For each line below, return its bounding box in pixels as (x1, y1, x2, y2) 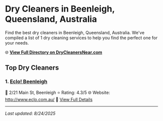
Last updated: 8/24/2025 (5, 110, 56, 116)
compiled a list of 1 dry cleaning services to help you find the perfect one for (5, 35, 158, 41)
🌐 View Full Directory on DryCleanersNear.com (5, 49, 103, 55)
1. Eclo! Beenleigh (5, 78, 48, 85)
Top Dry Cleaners (5, 64, 59, 72)
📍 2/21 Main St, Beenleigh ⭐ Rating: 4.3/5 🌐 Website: (5, 90, 110, 95)
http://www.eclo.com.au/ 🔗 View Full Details (5, 96, 93, 102)
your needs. (5, 40, 29, 45)
